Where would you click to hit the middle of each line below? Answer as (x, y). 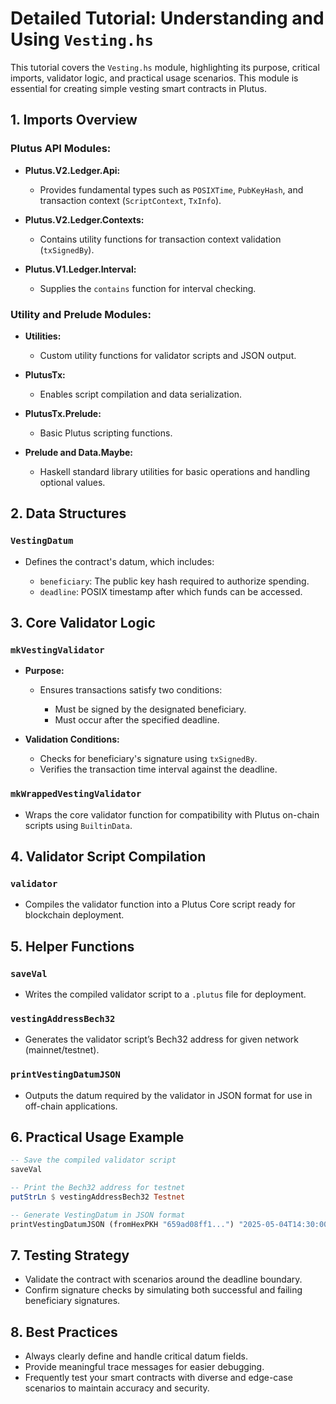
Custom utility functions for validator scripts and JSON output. (168, 355)
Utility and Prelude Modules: (81, 314)
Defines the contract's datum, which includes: (119, 561)
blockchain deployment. (74, 915)
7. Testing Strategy (70, 1255)
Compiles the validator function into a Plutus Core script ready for (160, 904)
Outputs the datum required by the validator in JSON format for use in (168, 1095)
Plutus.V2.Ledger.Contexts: (84, 219)
